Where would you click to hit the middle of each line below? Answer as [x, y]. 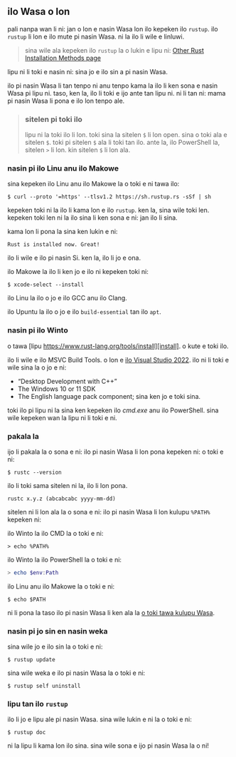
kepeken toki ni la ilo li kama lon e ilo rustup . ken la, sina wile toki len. [108, 210]
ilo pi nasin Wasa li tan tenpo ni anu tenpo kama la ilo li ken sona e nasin [113, 86]
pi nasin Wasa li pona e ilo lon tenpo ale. [66, 101]
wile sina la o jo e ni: [37, 367]
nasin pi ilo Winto [38, 330]
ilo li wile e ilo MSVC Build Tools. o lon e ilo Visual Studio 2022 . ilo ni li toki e [118, 360]
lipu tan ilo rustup [38, 704]
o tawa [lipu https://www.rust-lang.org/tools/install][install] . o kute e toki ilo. [118, 346]
